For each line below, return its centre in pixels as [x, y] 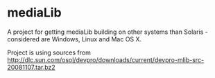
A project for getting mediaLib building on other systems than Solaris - [108, 32]
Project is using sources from [49, 52]
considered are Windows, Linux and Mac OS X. [75, 39]
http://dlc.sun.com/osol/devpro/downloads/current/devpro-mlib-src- [106, 59]
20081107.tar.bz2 [31, 67]
